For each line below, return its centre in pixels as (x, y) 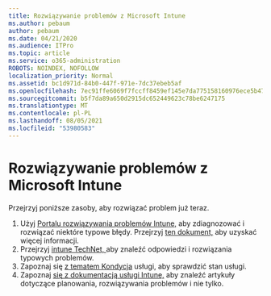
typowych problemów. (57, 257)
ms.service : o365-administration (65, 61)
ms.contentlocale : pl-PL (50, 114)
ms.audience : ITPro (41, 46)
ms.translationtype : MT (48, 106)
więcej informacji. (49, 240)
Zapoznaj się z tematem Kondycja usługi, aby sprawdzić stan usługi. (133, 266)
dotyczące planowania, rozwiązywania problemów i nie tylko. (122, 283)
